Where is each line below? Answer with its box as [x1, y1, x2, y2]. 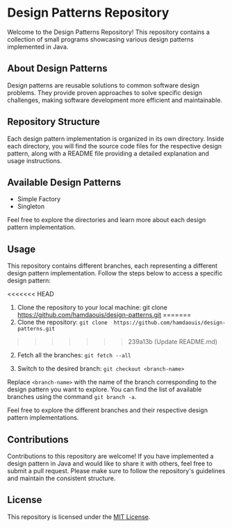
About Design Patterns [7, 62, 108, 74]
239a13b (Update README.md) [128, 338, 217, 346]
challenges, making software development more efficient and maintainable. [7, 96, 223, 104]
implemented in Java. [7, 42, 69, 51]
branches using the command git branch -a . [7, 393, 137, 401]
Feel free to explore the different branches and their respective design [7, 406, 208, 414]
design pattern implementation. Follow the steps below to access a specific [7, 269, 223, 278]
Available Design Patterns [7, 176, 122, 188]
